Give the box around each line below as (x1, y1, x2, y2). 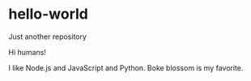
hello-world (8, 5, 89, 23)
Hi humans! (8, 47, 47, 57)
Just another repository (8, 32, 87, 41)
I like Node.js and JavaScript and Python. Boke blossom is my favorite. (8, 62, 244, 73)
